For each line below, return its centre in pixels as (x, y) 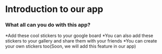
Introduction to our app (54, 9)
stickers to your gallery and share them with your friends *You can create (81, 41)
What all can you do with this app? (48, 25)
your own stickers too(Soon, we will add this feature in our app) (71, 46)
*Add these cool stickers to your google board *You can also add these (79, 35)
